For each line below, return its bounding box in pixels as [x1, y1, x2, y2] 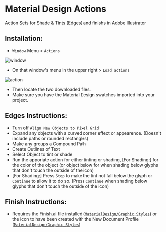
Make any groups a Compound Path [12, 141, 86, 147]
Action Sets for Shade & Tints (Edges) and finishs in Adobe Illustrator [5, 20, 146, 26]
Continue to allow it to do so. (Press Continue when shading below [12, 178, 148, 184]
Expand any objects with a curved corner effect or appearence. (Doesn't [12, 130, 162, 136]
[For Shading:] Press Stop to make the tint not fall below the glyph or [12, 172, 153, 178]
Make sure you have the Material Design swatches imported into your [12, 91, 155, 98]
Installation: [5, 34, 43, 43]
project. [12, 97, 28, 103]
